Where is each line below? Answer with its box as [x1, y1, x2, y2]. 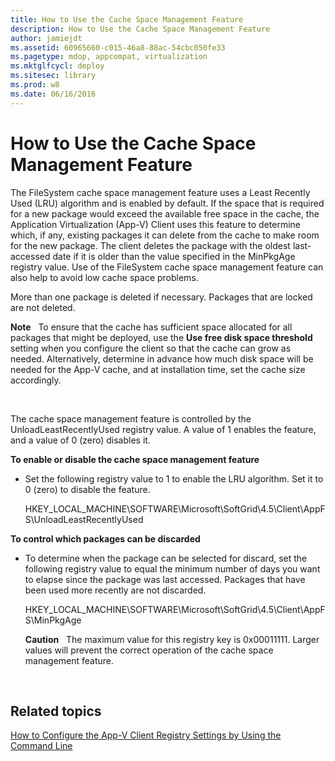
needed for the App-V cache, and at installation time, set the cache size [10, 363, 306, 375]
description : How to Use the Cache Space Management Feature [10, 24, 271, 34]
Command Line [10, 740, 73, 752]
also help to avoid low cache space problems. [10, 271, 199, 283]
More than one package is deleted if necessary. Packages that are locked [10, 291, 313, 303]
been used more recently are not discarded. [24, 584, 207, 596]
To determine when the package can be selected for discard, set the [24, 552, 308, 564]
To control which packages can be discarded [10, 532, 201, 545]
